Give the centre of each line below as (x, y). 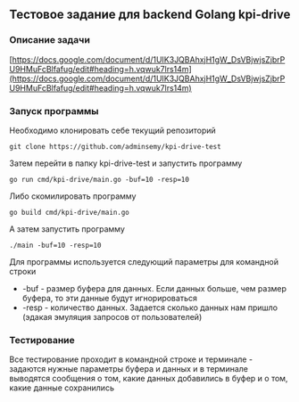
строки (23, 271)
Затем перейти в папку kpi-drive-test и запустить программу (126, 163)
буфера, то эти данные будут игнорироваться (110, 298)
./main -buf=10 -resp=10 (55, 245)
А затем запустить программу (67, 229)
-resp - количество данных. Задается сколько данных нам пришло (150, 308)
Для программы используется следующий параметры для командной (144, 261)
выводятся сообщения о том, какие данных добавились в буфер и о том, (149, 379)
